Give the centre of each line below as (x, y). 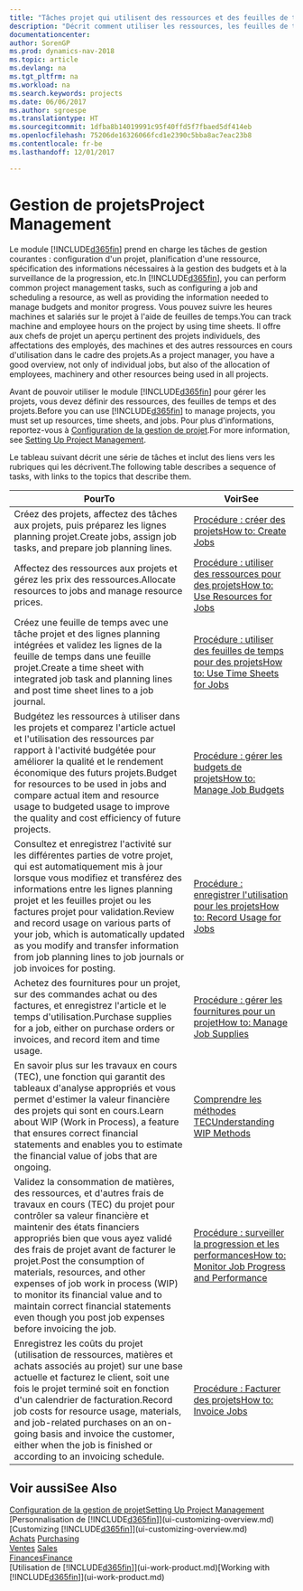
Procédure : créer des (239, 519)
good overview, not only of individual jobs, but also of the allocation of (140, 364)
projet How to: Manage (241, 1022)
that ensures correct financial (76, 1133)
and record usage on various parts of (92, 923)
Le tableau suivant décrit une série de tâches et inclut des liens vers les (142, 457)
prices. (28, 602)
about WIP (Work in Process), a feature (96, 1122)
